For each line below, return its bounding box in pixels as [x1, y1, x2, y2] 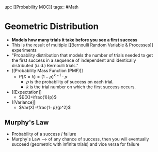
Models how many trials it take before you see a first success [11, 37, 138, 42]
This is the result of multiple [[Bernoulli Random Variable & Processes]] [11, 42, 154, 48]
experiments [11, 47, 37, 53]
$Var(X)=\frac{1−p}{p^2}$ [18, 104, 71, 110]
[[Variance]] [11, 99, 36, 105]
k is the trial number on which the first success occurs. [26, 84, 136, 90]
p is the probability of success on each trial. [26, 79, 114, 84]
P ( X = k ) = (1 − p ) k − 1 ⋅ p [18, 72, 67, 79]
